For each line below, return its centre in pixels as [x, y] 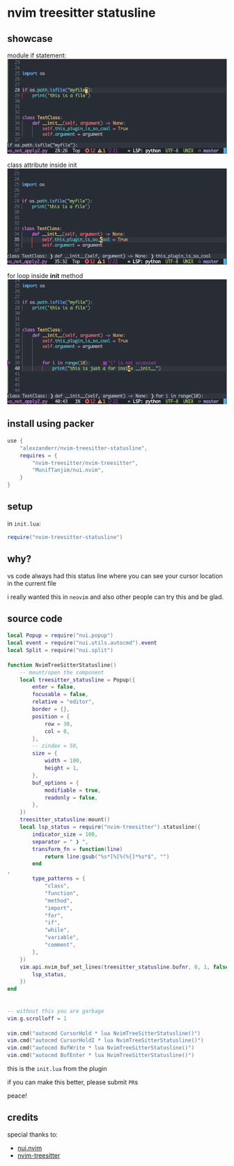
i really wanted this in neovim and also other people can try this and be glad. [116, 597]
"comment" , [60, 945]
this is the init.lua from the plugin [57, 1069]
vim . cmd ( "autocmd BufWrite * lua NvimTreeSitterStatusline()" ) [101, 1048]
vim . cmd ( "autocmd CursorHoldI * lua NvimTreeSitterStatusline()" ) [106, 1041]
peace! [17, 1096]
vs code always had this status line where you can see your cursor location [115, 576]
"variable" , [62, 938]
